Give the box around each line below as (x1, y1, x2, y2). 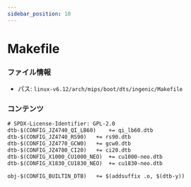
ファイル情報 (7, 67, 52, 77)
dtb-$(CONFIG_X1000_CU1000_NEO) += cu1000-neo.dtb (7, 153, 163, 160)
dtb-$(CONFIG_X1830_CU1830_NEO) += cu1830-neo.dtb (7, 159, 163, 167)
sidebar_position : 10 (7, 10, 71, 18)
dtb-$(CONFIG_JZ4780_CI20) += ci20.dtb (7, 146, 132, 154)
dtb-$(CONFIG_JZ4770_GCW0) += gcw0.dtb (7, 140, 132, 147)
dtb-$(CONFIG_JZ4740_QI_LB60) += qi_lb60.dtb (7, 127, 154, 134)
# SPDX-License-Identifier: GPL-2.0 (7, 121, 115, 128)
